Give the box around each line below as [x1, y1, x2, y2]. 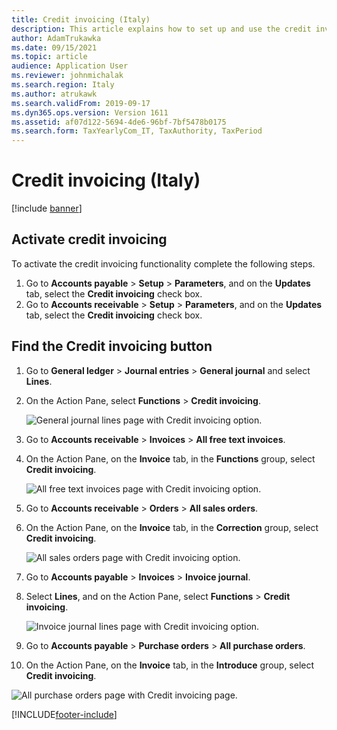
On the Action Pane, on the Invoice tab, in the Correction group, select [25, 521, 319, 533]
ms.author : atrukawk [11, 89, 98, 99]
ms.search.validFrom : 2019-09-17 [11, 98, 151, 108]
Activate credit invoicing [11, 231, 168, 248]
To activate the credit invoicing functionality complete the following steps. [11, 257, 316, 270]
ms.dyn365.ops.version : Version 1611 [11, 107, 169, 118]
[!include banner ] [11, 202, 83, 215]
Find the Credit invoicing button [11, 338, 213, 355]
